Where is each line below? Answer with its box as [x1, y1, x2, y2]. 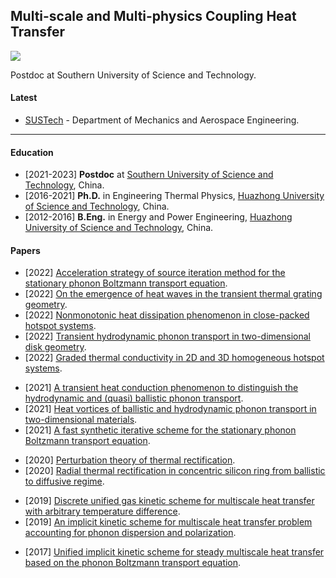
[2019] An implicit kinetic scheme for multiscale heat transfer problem [24, 516, 313, 528]
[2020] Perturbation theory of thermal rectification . [24, 454, 236, 466]
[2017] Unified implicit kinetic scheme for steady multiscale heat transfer [24, 546, 325, 558]
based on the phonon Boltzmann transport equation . [24, 557, 242, 569]
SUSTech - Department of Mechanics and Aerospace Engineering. [24, 114, 300, 126]
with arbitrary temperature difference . [24, 505, 181, 518]
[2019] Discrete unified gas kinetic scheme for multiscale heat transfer [24, 495, 315, 507]
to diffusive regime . [24, 475, 105, 488]
